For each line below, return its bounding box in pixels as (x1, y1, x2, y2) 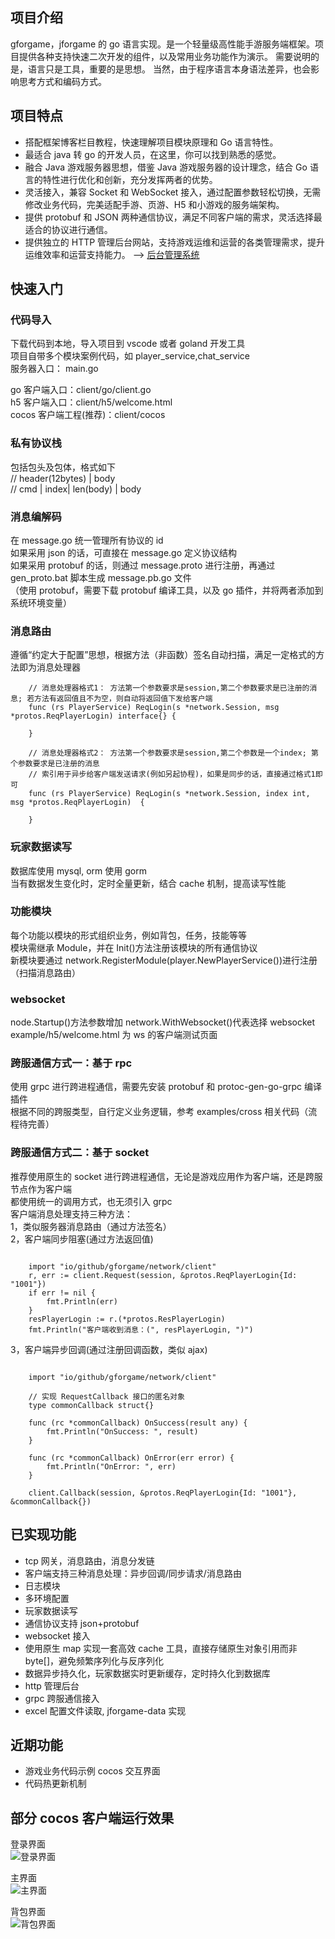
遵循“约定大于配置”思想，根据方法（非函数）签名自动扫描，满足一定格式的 (10, 649, 317, 661)
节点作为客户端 (10, 1183, 72, 1195)
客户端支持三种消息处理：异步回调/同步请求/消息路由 (24, 1567, 242, 1579)
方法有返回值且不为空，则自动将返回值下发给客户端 (34, 694, 213, 704)
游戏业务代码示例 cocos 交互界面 (24, 1765, 161, 1777)
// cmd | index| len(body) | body (10, 483, 142, 495)
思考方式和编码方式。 (18, 75, 107, 87)
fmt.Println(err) (46, 1296, 118, 1307)
